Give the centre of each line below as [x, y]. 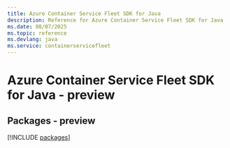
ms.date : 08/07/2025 [37, 26]
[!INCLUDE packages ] [39, 137]
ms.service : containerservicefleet [59, 46]
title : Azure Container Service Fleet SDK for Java [84, 14]
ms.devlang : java [33, 40]
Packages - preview [51, 121]
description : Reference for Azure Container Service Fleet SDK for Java [115, 20]
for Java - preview [61, 95]
